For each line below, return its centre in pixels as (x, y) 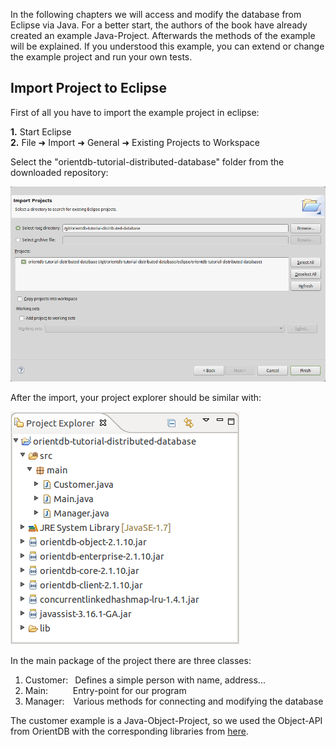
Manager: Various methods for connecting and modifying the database (174, 701)
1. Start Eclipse (41, 131)
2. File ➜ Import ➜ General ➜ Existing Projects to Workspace (135, 142)
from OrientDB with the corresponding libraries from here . (129, 731)
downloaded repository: (59, 172)
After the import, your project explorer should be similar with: (136, 397)
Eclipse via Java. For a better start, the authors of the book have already (159, 25)
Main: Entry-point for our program (105, 690)
